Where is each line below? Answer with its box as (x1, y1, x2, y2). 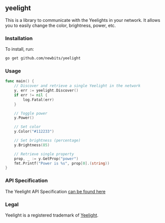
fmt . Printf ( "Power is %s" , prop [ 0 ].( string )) (14, 161, 110, 166)
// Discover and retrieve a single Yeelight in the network (14, 83, 141, 88)
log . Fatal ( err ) (23, 97, 55, 102)
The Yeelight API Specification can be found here (5, 188, 106, 194)
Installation (5, 35, 33, 42)
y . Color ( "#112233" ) (14, 129, 55, 134)
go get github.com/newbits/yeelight (5, 56, 81, 61)
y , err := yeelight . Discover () (14, 88, 79, 93)
